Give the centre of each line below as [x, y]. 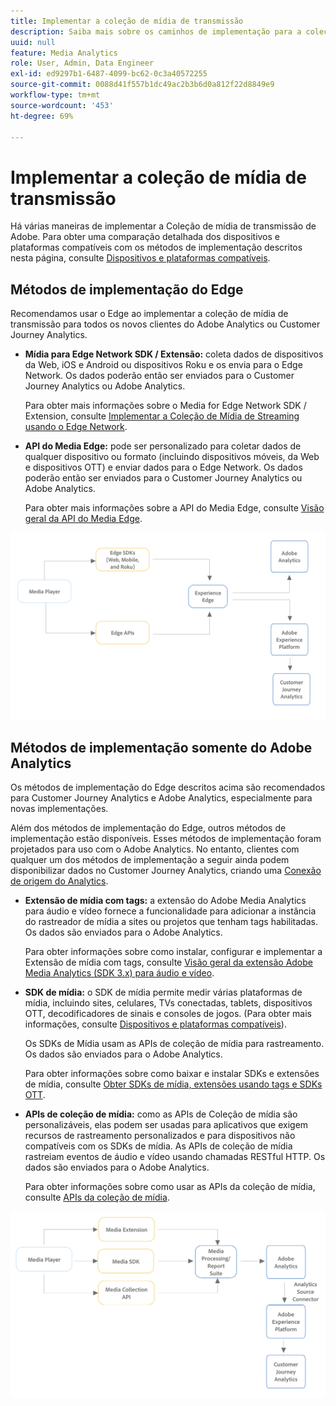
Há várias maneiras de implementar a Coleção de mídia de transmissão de [163, 226]
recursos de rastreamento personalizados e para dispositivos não [160, 1136]
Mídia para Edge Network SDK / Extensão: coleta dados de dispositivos [174, 354]
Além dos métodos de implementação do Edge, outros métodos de [148, 828]
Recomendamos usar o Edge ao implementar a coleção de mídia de [149, 314]
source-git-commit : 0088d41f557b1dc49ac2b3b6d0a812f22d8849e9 [142, 85]
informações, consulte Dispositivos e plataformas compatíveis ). [155, 1024]
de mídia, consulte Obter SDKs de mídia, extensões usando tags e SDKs [173, 1084]
